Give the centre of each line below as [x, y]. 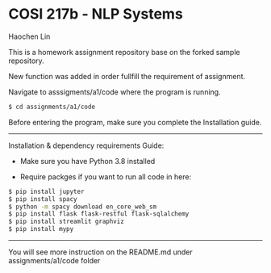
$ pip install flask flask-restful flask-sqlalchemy [99, 214]
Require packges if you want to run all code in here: [106, 176]
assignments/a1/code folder [54, 261]
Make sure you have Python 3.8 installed [88, 161]
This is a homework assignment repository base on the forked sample [124, 52]
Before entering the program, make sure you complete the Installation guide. [135, 122]
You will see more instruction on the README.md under [100, 252]
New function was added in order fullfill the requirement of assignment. [127, 76]
